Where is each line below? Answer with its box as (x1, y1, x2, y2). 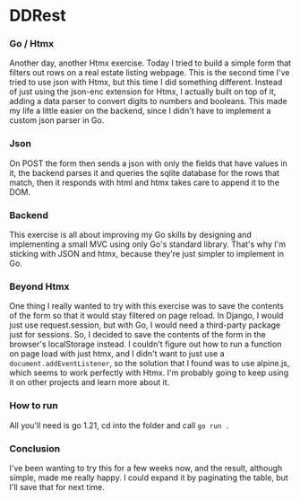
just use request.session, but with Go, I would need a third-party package (9, 320, 280, 330)
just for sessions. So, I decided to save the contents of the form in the (9, 329, 266, 340)
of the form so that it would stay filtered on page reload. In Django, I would (9, 311, 284, 321)
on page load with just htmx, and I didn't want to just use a (9, 348, 226, 359)
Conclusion (9, 442, 61, 454)
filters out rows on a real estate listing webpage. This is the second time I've (9, 67, 290, 78)
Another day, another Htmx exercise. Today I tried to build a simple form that (9, 57, 292, 68)
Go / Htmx (9, 38, 55, 50)
